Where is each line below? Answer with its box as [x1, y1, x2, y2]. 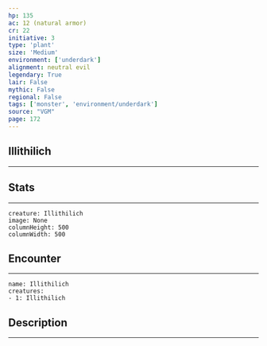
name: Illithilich [8, 280, 69, 289]
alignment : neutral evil [8, 64, 91, 72]
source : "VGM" [8, 108, 56, 116]
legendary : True [8, 71, 62, 79]
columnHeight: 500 [8, 224, 69, 231]
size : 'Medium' [8, 49, 59, 56]
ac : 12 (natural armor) [8, 19, 87, 27]
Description [8, 316, 68, 329]
